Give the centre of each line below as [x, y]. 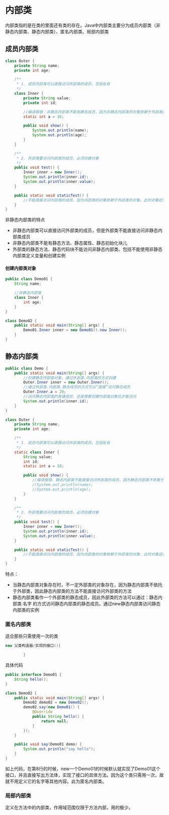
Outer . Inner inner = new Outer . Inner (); [66, 383]
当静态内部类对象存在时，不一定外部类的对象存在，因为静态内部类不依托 [87, 585]
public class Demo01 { [29, 279]
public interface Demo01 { [33, 675]
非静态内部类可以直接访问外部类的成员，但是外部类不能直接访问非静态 [85, 230]
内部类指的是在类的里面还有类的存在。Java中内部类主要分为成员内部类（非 [83, 25]
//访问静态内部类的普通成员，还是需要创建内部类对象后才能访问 [80, 397]
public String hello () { [58, 717]
